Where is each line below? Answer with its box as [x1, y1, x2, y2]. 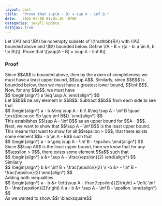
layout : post [5, 7, 31, 12]
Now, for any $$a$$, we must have [5, 87, 75, 93]
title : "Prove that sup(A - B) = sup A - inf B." [5, 12, 109, 16]
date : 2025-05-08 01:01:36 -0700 [5, 16, 77, 21]
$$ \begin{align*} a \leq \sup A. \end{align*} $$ [5, 93, 100, 98]
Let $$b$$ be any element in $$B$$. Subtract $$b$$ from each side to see [5, 97, 156, 103]
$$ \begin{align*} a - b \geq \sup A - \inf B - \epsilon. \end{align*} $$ [5, 139, 144, 144]
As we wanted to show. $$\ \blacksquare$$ [5, 195, 92, 201]
